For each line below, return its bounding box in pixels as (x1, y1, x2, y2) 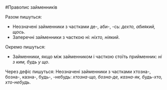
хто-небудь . (5, 79, 31, 85)
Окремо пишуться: (5, 44, 46, 49)
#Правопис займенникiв (5, 4, 57, 10)
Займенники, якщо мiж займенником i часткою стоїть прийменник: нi (12, 53, 162, 59)
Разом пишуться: (5, 14, 42, 19)
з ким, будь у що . (12, 59, 49, 64)
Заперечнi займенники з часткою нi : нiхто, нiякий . (12, 34, 120, 40)
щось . (12, 29, 25, 34)
